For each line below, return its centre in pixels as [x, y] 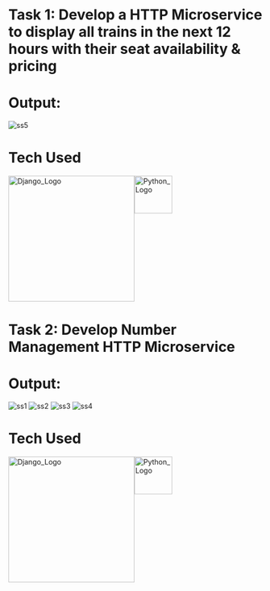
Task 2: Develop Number [93, 330]
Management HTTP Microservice [122, 347]
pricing [33, 66]
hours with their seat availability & [125, 49]
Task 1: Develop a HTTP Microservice [135, 15]
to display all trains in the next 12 [120, 32]
